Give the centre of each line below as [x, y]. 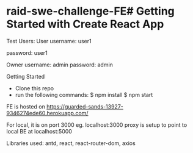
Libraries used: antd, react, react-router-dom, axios [71, 143]
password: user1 [27, 52]
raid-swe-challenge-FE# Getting [91, 11]
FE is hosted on [26, 106]
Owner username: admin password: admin [60, 65]
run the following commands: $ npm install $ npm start [84, 94]
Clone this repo [34, 88]
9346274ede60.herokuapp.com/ [47, 113]
